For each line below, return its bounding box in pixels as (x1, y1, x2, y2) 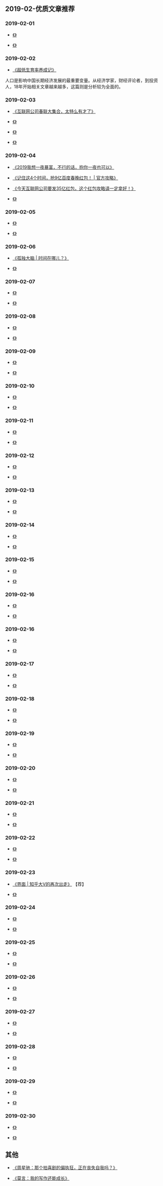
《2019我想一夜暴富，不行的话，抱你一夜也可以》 (12, 164, 115, 170)
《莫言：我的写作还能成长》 (12, 1176, 70, 1182)
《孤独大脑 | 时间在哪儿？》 (12, 255, 69, 261)
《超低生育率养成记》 (12, 66, 56, 72)
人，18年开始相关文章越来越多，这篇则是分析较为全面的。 (5, 83, 124, 89)
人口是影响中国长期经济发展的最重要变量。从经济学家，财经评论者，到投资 (5, 77, 158, 83)
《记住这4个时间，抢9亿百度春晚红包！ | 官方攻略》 (12, 174, 119, 181)
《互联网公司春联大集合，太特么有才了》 (12, 108, 96, 114)
